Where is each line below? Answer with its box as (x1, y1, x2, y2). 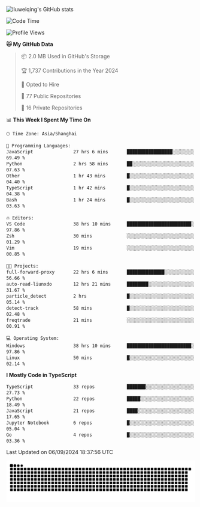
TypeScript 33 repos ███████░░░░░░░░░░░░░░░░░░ (6, 384, 195, 390)
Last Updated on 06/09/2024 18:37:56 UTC (6, 449, 114, 455)
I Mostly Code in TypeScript (6, 372, 77, 378)
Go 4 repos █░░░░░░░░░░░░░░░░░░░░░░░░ (6, 432, 195, 438)
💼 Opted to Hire (20, 81, 60, 88)
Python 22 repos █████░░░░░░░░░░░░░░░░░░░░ (6, 396, 195, 402)
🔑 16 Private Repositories (20, 104, 83, 111)
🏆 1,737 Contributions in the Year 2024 (20, 67, 119, 74)
